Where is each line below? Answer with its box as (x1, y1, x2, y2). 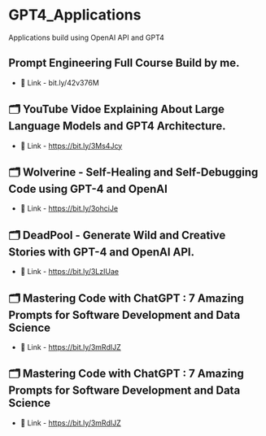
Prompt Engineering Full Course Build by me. (8, 56, 240, 70)
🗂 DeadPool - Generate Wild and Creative (8, 228, 226, 242)
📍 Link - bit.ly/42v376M (20, 77, 99, 87)
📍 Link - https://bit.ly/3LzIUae (20, 267, 120, 277)
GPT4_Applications (8, 6, 142, 24)
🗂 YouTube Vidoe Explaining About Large (8, 102, 225, 116)
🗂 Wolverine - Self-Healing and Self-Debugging (8, 165, 259, 179)
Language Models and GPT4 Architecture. (8, 120, 226, 133)
